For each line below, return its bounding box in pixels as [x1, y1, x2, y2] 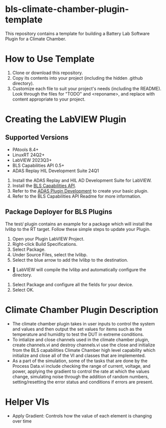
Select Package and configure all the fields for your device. [12, 281, 134, 287]
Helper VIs [5, 396, 50, 408]
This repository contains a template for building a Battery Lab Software [5, 30, 150, 36]
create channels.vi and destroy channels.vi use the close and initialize [12, 342, 155, 348]
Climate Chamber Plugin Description [5, 304, 159, 316]
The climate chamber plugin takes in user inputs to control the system [12, 321, 155, 326]
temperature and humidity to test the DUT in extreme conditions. [12, 331, 144, 337]
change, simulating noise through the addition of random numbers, [12, 373, 149, 379]
